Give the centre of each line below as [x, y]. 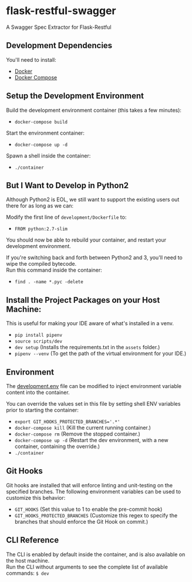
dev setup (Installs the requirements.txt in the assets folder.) [87, 347]
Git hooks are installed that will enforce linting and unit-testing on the [90, 485]
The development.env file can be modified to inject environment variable [94, 386]
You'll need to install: [31, 59]
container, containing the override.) [57, 446]
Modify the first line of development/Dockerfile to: [66, 217]
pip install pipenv [38, 335]
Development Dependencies [59, 46]
